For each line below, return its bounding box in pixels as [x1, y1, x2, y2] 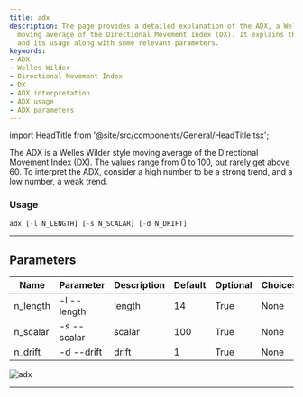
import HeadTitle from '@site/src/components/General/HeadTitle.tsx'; [9, 130, 270, 140]
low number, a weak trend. [9, 176, 108, 187]
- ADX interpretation [9, 88, 91, 97]
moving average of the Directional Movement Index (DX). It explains [17, 30, 284, 39]
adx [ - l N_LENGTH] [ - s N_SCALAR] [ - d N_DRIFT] [9, 219, 188, 228]
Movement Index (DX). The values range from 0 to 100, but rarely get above [9, 157, 290, 167]
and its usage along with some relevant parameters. [17, 38, 220, 48]
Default [173, 279, 207, 292]
